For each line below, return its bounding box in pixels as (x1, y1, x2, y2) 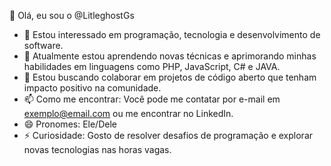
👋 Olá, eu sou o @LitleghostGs (9, 10, 135, 21)
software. (23, 40, 64, 51)
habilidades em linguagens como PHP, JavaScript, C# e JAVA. (23, 61, 281, 72)
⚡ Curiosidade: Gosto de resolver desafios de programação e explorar (23, 130, 314, 141)
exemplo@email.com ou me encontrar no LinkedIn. (23, 108, 234, 119)
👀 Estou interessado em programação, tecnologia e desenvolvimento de (23, 29, 321, 40)
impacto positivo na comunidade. (23, 82, 162, 94)
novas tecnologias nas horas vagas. (23, 144, 172, 155)
